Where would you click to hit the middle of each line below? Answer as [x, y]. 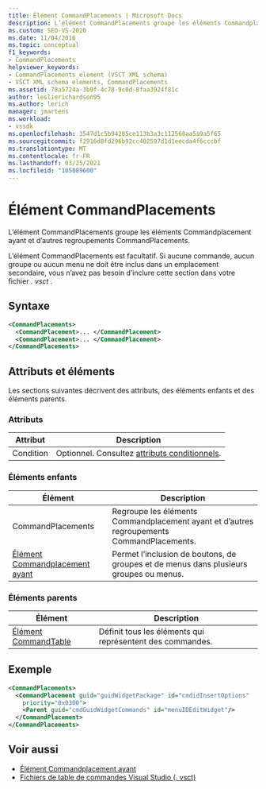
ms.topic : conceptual [44, 45]
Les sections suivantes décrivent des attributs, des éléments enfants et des [131, 391]
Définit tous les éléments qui [151, 631]
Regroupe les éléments [155, 511]
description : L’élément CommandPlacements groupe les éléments [115, 23]
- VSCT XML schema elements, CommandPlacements [88, 82]
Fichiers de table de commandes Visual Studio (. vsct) [108, 777]
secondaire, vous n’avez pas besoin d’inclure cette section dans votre [122, 273]
